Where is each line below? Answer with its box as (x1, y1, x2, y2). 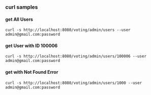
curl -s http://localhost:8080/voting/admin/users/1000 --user (5, 80, 142, 85)
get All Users (5, 16, 33, 22)
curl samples (5, 4, 38, 11)
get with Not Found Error (5, 69, 58, 75)
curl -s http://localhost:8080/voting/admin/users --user (5, 27, 131, 33)
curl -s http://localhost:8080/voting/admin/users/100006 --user (5, 54, 146, 59)
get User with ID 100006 (5, 42, 58, 49)
